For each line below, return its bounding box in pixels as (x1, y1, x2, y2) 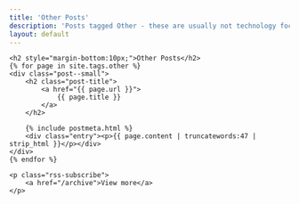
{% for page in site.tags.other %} (9, 61, 141, 71)
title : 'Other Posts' (9, 12, 90, 22)
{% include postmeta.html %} (25, 124, 133, 134)
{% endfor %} (9, 155, 58, 165)
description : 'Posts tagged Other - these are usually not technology (9, 21, 277, 30)
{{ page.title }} (56, 93, 122, 102)
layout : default (9, 29, 69, 38)
